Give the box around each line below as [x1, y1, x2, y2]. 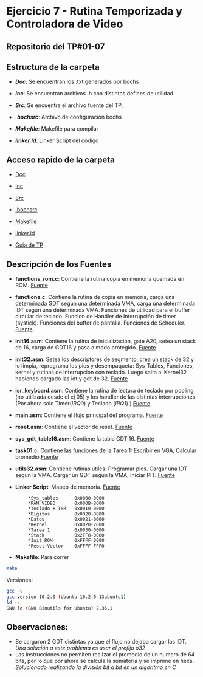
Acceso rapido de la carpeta [6, 154, 115, 165]
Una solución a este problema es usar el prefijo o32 [15, 644, 146, 651]
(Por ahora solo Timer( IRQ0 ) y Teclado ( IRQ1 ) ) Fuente [15, 400, 151, 407]
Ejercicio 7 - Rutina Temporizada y [6, 4, 182, 18]
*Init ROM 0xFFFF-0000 [28, 538, 105, 544]
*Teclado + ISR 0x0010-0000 [28, 506, 105, 512]
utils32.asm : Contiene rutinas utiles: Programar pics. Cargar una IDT [15, 465, 188, 472]
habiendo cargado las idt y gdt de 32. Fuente [15, 375, 128, 382]
